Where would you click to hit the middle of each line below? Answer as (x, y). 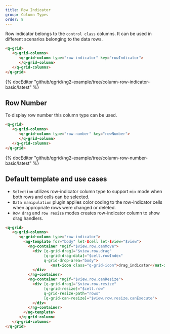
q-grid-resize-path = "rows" (72, 293)
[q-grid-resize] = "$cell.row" (74, 289)
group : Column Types (27, 15)
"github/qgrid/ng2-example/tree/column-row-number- (91, 158)
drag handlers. (28, 218)
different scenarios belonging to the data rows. (54, 39)
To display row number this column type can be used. (61, 115)
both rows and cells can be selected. (51, 197)
